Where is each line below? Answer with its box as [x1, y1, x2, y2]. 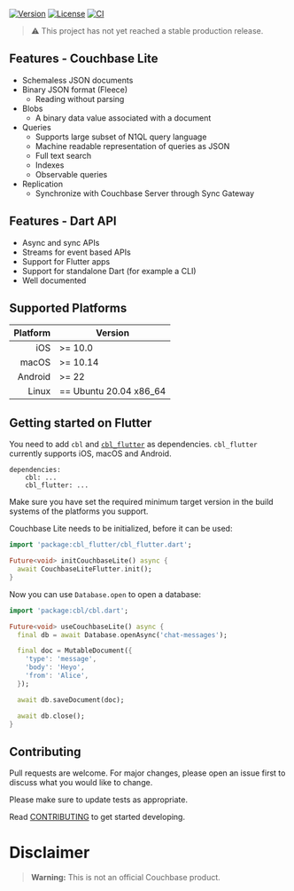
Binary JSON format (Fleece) [21, 84, 128, 95]
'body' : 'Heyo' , [25, 663, 86, 672]
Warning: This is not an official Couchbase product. [30, 872, 221, 883]
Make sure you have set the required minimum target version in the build [9, 497, 274, 508]
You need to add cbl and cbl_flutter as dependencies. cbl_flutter [9, 439, 259, 450]
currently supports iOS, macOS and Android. [9, 448, 172, 459]
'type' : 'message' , [25, 655, 97, 664]
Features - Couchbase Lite [9, 51, 159, 67]
